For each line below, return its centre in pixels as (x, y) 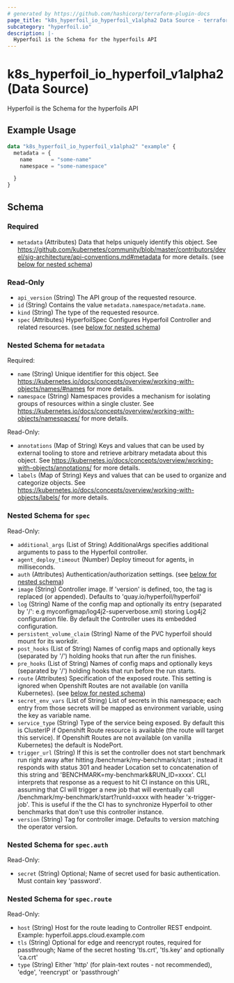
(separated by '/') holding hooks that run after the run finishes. (107, 656)
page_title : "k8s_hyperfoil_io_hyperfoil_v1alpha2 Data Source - (104, 20)
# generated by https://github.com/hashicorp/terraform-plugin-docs (109, 14)
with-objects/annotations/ (54, 468)
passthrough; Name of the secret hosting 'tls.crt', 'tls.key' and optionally (121, 950)
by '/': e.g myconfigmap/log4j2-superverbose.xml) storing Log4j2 (112, 611)
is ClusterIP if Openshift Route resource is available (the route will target (120, 730)
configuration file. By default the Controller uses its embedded (107, 618)
